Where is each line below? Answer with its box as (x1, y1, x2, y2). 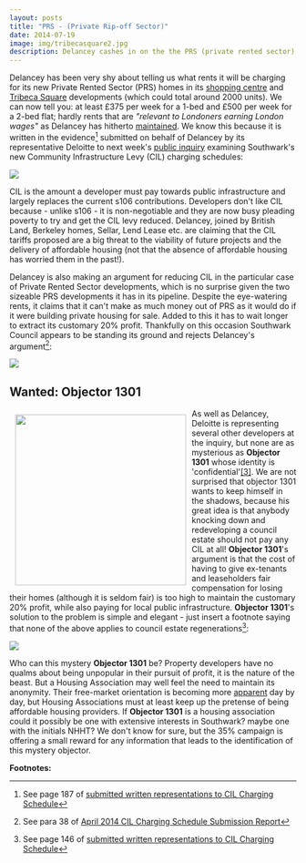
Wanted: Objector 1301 (9, 384, 141, 399)
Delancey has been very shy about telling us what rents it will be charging (9, 72, 286, 83)
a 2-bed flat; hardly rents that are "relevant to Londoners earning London (9, 111, 284, 122)
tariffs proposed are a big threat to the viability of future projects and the (9, 234, 282, 245)
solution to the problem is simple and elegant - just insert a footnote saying (9, 611, 291, 622)
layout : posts (9, 13, 64, 23)
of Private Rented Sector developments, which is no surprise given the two (9, 281, 291, 292)
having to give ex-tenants (191, 563, 287, 574)
